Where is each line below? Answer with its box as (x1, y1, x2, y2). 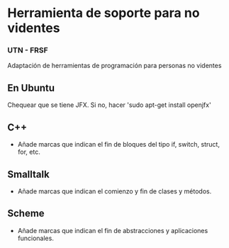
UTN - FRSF (7, 45, 48, 55)
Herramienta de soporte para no (7, 5, 200, 21)
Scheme (7, 208, 45, 220)
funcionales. (17, 234, 55, 242)
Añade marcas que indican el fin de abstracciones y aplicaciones (17, 226, 208, 235)
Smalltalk (7, 168, 50, 180)
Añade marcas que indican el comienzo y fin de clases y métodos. (17, 186, 212, 196)
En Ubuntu (7, 81, 55, 94)
